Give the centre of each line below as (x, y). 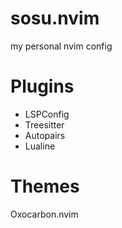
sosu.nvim (55, 18)
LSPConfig (47, 114)
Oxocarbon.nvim (44, 214)
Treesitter (44, 124)
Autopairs (45, 135)
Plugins (42, 86)
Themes (45, 186)
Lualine (40, 146)
